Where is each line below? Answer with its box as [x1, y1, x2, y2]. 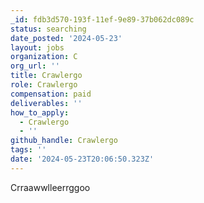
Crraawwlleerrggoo [10, 181, 91, 193]
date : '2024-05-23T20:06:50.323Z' [10, 154, 155, 164]
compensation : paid [10, 89, 92, 99]
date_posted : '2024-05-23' [10, 33, 123, 43]
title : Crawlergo [10, 71, 83, 81]
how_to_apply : [10, 107, 70, 118]
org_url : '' [10, 61, 60, 71]
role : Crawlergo [10, 80, 78, 90]
